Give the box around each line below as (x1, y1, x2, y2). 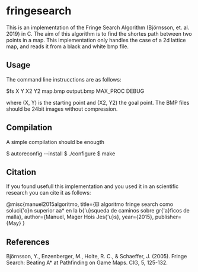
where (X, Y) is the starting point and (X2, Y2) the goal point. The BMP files (6, 99, 190, 106)
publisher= (155, 213, 182, 221)
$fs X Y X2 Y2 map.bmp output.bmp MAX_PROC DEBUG (6, 87, 145, 95)
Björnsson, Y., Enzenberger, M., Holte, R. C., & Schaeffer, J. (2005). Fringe (6, 253, 187, 260)
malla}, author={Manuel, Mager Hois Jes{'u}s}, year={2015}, (6, 213, 154, 221)
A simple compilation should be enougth (6, 138, 105, 145)
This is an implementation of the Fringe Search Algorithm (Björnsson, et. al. (6, 24, 190, 31)
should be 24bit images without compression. (6, 105, 118, 112)
